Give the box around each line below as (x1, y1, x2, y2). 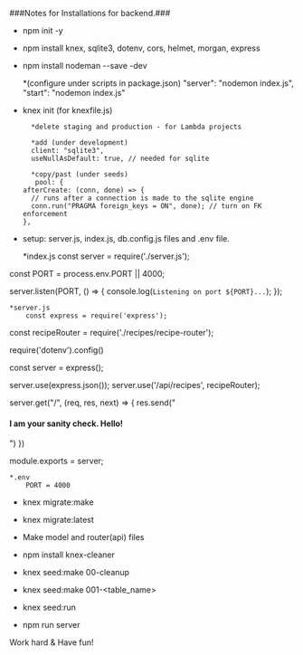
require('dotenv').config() (9, 345, 104, 356)
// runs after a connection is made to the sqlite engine (31, 194, 254, 203)
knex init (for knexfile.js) (22, 105, 113, 116)
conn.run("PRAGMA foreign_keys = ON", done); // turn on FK (31, 202, 262, 211)
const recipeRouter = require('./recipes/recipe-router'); (9, 327, 214, 337)
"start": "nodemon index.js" (22, 88, 126, 98)
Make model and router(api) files (22, 532, 145, 543)
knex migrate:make (22, 497, 94, 508)
